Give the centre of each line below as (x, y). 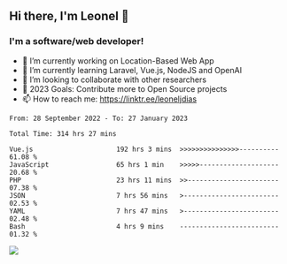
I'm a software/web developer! (77, 41)
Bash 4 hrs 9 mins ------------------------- (144, 226)
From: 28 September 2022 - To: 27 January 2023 (99, 118)
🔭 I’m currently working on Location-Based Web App (118, 60)
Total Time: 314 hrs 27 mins (63, 133)
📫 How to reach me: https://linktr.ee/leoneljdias (109, 99)
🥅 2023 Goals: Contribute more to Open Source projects (124, 88)
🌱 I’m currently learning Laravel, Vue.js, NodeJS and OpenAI (132, 70)
